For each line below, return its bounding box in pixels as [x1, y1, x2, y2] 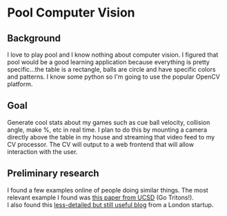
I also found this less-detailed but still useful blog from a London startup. [7, 200, 214, 208]
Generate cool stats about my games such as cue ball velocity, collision [7, 118, 210, 126]
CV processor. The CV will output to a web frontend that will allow [7, 140, 195, 148]
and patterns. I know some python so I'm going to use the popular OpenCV [7, 72, 221, 81]
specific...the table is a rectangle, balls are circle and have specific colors [7, 66, 216, 73]
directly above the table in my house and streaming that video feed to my [7, 132, 215, 141]
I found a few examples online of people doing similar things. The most [7, 186, 208, 194]
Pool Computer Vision [7, 5, 136, 21]
